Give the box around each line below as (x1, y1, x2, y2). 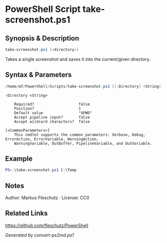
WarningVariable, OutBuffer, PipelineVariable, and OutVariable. (14, 141, 153, 146)
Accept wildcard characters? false (14, 119, 90, 124)
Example (5, 154, 33, 163)
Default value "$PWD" (14, 110, 92, 115)
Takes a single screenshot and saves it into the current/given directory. (5, 56, 151, 62)
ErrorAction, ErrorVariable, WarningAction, (5, 136, 99, 142)
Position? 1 (14, 106, 81, 111)
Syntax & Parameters (5, 71, 72, 79)
